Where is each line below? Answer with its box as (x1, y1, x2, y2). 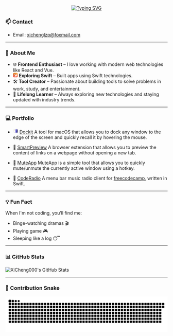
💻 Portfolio (5, 114, 34, 121)
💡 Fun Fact (5, 198, 32, 205)
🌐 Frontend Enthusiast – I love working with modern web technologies (12, 61, 164, 67)
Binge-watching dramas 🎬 (12, 220, 69, 226)
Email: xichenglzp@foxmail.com (12, 32, 81, 38)
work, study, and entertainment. (12, 85, 81, 92)
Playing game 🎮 (12, 228, 48, 234)
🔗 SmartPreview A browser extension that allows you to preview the (12, 144, 157, 150)
